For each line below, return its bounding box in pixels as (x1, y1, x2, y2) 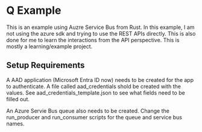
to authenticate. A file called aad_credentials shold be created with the (6, 83, 181, 90)
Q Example (6, 4, 62, 17)
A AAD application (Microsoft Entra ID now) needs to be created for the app (6, 76, 194, 83)
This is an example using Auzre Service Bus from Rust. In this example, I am (6, 24, 195, 31)
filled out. (6, 95, 30, 102)
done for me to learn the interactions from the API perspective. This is (6, 36, 180, 43)
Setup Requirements (6, 60, 85, 71)
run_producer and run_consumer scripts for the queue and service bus (6, 113, 183, 121)
